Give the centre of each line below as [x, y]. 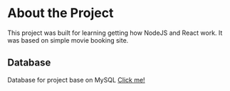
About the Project [61, 13]
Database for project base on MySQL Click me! [76, 80]
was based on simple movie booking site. [68, 40]
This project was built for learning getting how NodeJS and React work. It [115, 33]
